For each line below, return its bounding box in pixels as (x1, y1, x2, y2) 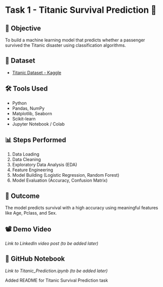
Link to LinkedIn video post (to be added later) (5, 241, 99, 247)
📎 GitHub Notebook (5, 255, 65, 263)
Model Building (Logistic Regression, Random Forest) (12, 172, 119, 178)
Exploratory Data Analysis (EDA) (12, 162, 77, 168)
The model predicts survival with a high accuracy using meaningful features (5, 205, 158, 211)
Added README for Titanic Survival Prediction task (5, 277, 108, 283)
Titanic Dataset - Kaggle (12, 69, 62, 75)
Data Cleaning (12, 157, 41, 162)
